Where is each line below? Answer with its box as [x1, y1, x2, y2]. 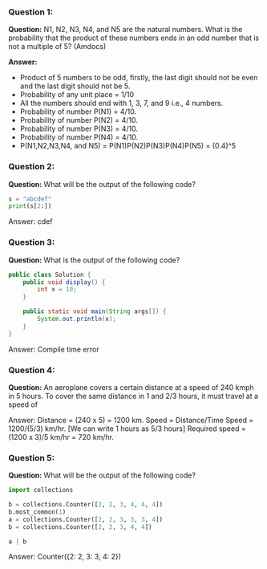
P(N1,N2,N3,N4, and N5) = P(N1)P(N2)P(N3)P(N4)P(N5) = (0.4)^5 [19, 141, 237, 151]
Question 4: [8, 364, 55, 376]
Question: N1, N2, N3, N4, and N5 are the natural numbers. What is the [8, 25, 243, 35]
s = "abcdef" [8, 195, 52, 203]
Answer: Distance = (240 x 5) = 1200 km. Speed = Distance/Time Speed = [8, 415, 254, 425]
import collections [8, 486, 74, 494]
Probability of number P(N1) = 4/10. [19, 107, 137, 116]
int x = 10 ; [37, 286, 78, 294]
